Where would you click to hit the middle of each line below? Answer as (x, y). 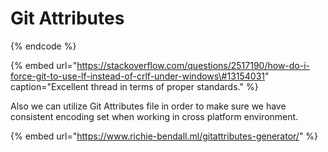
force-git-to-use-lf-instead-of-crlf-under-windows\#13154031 (138, 76)
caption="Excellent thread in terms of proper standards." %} (134, 86)
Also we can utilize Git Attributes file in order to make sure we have (148, 106)
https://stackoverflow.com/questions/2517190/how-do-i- (193, 65)
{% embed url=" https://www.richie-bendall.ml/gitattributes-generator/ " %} (164, 136)
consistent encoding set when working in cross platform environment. (154, 116)
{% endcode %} (43, 46)
